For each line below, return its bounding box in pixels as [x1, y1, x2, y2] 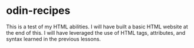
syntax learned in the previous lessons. [6, 35, 101, 42]
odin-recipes [6, 4, 71, 17]
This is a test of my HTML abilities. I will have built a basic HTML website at [6, 23, 188, 30]
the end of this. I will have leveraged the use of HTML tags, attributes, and [6, 29, 186, 36]
